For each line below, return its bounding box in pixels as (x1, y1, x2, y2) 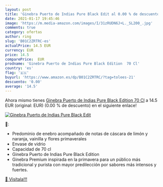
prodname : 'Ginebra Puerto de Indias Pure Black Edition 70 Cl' (5, 61, 140, 66)
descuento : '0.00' (5, 79, 42, 84)
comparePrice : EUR (5, 57, 45, 62)
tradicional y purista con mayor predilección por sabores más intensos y (12, 161, 157, 168)
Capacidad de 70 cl (12, 146, 51, 152)
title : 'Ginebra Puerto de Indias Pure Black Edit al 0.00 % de (5, 12, 138, 17)
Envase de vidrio (12, 141, 46, 147)
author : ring (5, 34, 32, 39)
